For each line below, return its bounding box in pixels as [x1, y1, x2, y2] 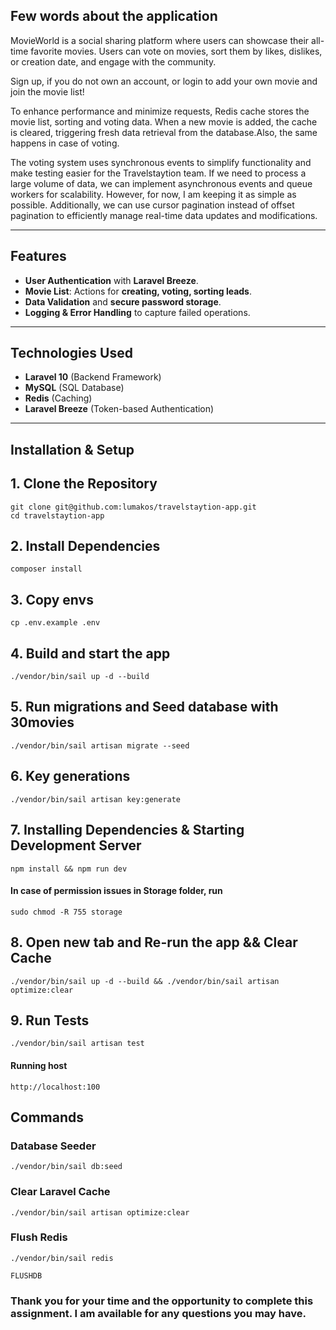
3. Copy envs [10, 591, 94, 608]
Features [10, 248, 67, 265]
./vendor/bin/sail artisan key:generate [10, 794, 182, 804]
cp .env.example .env [10, 618, 101, 628]
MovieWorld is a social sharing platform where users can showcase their [10, 34, 310, 46]
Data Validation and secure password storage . [24, 295, 222, 308]
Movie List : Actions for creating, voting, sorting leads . [24, 285, 252, 297]
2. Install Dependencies [10, 538, 161, 555]
